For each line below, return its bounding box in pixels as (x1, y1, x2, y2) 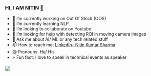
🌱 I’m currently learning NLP (12, 21, 69, 26)
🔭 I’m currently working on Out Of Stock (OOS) (12, 16, 107, 22)
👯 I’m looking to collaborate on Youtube (12, 26, 92, 32)
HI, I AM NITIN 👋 (5, 4, 44, 11)
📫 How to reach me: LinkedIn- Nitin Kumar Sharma (12, 42, 116, 48)
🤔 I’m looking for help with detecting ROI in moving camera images (12, 31, 147, 37)
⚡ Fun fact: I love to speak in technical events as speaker (12, 54, 127, 60)
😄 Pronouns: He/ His (12, 49, 55, 55)
